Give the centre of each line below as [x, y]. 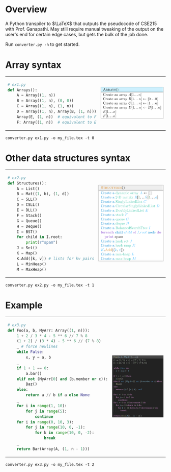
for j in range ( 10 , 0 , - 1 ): [55, 428]
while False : [30, 352]
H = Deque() [29, 226]
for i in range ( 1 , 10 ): [42, 406]
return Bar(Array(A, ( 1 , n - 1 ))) [53, 449]
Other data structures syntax [68, 158]
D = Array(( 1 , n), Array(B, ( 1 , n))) [56, 111]
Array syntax [33, 65]
